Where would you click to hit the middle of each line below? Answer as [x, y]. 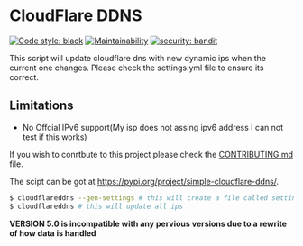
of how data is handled [53, 233]
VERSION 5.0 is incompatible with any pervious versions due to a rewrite [148, 223]
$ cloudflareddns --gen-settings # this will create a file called [139, 198]
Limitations [41, 106]
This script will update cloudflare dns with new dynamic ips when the [138, 58]
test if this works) [55, 137]
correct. [24, 77]
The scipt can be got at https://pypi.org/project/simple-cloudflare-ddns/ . [144, 181]
